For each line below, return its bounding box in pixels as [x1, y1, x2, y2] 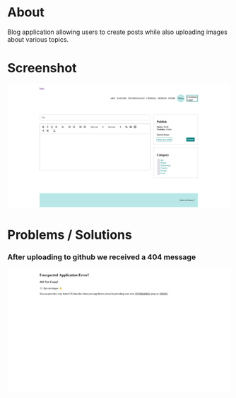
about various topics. [7, 35, 69, 43]
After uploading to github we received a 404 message [7, 252, 196, 262]
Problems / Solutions [7, 227, 132, 243]
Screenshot [7, 60, 77, 76]
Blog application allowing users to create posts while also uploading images [7, 28, 228, 36]
